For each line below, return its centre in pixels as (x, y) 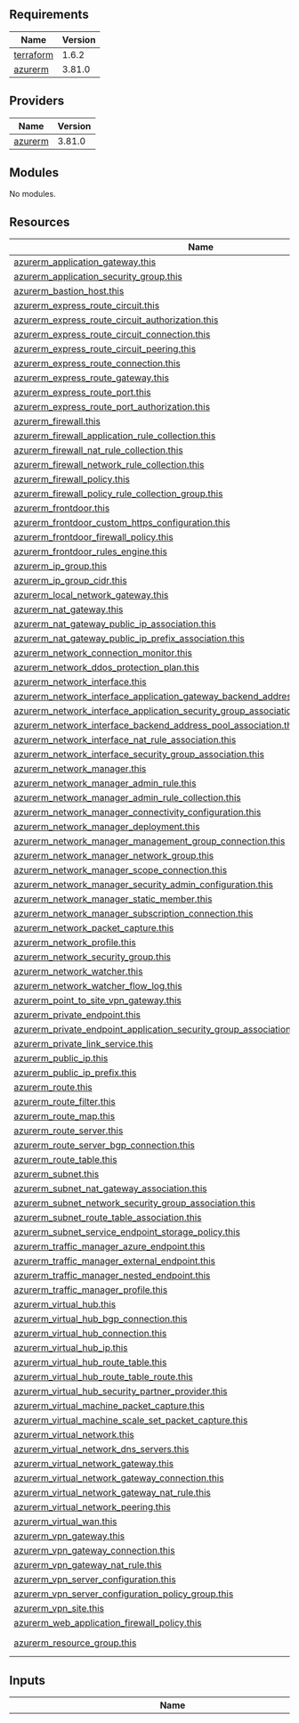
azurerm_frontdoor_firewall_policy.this (93, 537)
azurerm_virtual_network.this (74, 1435)
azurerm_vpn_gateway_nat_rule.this (88, 1565)
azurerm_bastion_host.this (69, 291)
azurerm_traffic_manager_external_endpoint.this (115, 1262)
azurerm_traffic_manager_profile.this (91, 1290)
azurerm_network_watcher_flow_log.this (98, 986)
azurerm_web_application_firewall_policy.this (108, 1623)
